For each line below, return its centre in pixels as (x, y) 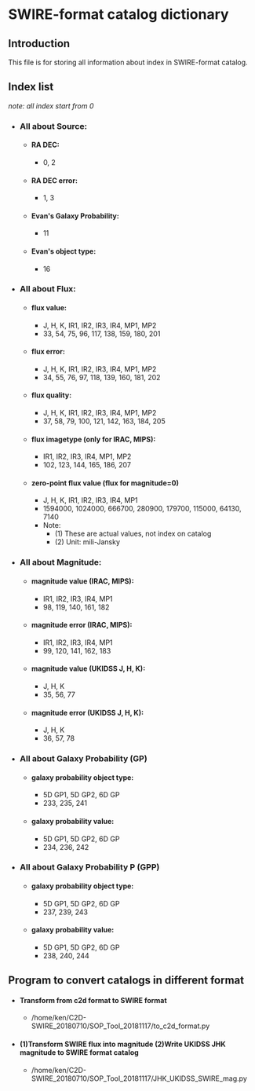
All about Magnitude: (60, 562)
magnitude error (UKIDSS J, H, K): (87, 712)
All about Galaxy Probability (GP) (83, 759)
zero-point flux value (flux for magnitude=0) (105, 483)
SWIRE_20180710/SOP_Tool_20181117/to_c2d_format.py (120, 1026)
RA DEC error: (55, 180)
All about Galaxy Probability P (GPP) (89, 867)
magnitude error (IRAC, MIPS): (82, 625)
